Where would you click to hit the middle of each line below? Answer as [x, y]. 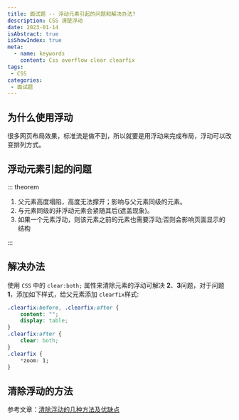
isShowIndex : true [34, 41]
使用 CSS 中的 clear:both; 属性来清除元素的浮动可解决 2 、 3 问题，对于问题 [116, 285]
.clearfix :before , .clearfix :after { [63, 308]
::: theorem [23, 187]
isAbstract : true [33, 34]
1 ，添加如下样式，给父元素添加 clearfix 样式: [73, 294]
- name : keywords [39, 54]
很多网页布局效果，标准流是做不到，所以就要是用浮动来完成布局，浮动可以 [116, 136]
